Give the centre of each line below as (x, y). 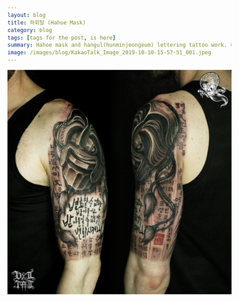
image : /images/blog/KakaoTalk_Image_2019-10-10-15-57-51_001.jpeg (110, 53)
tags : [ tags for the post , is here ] (62, 38)
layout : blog (27, 15)
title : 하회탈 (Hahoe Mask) (47, 22)
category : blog (30, 30)
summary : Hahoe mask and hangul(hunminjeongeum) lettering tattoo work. (117, 45)
